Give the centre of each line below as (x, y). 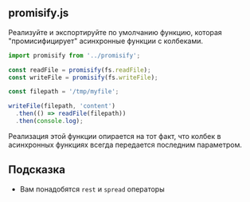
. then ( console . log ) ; (49, 121)
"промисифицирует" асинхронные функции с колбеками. (106, 41)
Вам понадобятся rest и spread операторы (92, 189)
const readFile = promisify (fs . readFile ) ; (80, 70)
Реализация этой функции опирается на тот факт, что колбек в (115, 136)
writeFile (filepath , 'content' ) (62, 106)
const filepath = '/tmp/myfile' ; (64, 92)
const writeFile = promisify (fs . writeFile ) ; (83, 77)
